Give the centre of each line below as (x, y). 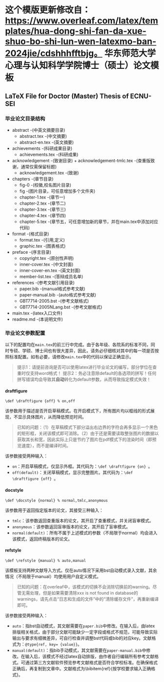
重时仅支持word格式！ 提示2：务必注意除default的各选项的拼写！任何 (87, 373)
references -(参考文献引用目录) (43, 282)
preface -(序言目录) (32, 252)
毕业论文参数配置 (25, 333)
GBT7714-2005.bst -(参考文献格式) (54, 301)
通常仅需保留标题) (39, 166)
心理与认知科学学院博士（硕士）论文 (78, 66)
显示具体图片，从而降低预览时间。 (52, 417)
